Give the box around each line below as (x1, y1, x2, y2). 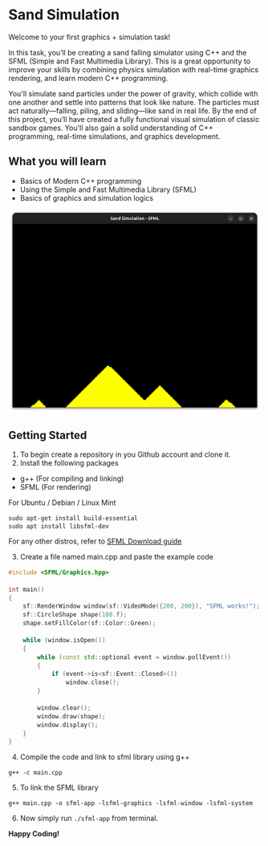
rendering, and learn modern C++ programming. (8, 73, 169, 83)
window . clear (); (37, 704, 91, 712)
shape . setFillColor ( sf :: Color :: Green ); (22, 620, 156, 628)
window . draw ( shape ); (37, 712, 106, 720)
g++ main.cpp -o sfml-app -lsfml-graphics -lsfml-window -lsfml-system (8, 799, 253, 807)
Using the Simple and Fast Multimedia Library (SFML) (19, 185, 197, 194)
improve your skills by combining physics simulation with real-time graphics (8, 64, 259, 74)
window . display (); (37, 721, 99, 729)
